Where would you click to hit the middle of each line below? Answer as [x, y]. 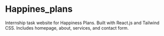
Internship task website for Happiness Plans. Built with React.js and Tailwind [82, 23]
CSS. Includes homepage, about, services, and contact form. [67, 28]
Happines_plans [39, 9]
